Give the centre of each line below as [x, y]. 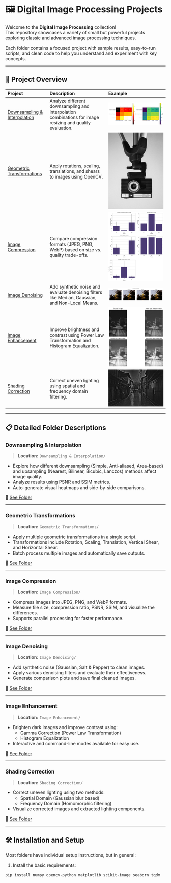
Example [118, 93]
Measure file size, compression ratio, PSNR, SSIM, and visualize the [84, 608]
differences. [25, 613]
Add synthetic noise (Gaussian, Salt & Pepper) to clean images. [79, 667]
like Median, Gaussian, [73, 298]
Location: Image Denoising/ [47, 657]
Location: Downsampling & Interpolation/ [62, 456]
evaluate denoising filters [76, 292]
